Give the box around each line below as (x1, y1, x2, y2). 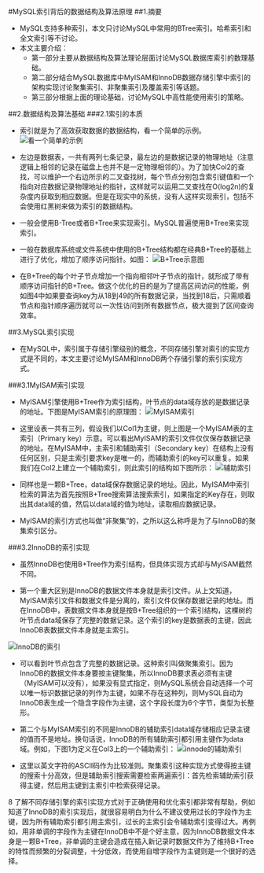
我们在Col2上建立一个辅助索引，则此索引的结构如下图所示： (19, 463, 214, 472)
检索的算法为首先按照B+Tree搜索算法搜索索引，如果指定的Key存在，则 (19, 490, 248, 499)
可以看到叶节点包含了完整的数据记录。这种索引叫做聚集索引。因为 (19, 659, 233, 668)
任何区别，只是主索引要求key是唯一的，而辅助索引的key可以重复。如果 (19, 453, 250, 462)
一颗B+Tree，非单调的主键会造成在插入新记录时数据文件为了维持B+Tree (21, 837, 254, 845)
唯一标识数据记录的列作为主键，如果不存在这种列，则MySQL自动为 (26, 688, 244, 698)
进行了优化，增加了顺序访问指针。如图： (19, 255, 151, 263)
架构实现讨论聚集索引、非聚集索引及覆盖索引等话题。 (31, 83, 204, 92)
